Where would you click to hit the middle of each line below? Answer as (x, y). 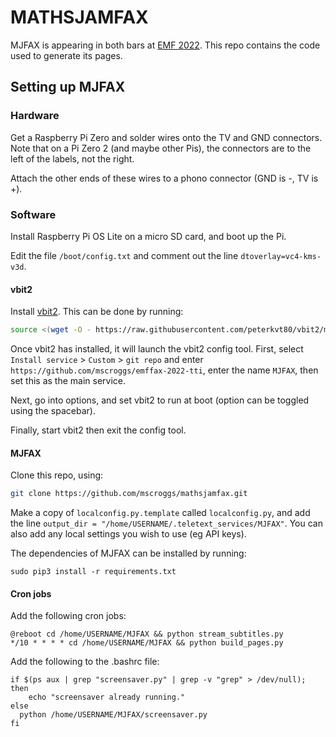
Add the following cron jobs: (68, 616)
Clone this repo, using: (57, 475)
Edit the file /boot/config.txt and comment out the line (124, 255)
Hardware (35, 116)
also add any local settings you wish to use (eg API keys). (128, 534)
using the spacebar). (53, 410)
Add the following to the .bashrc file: (85, 662)
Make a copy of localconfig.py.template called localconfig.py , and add (160, 513)
